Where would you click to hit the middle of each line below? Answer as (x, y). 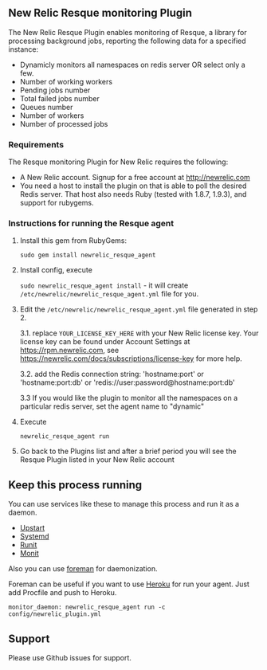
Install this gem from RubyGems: (73, 241)
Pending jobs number (55, 90)
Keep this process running (75, 485)
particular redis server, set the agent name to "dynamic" (112, 406)
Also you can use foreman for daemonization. (83, 569)
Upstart (32, 528)
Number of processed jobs (64, 123)
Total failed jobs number (59, 98)
